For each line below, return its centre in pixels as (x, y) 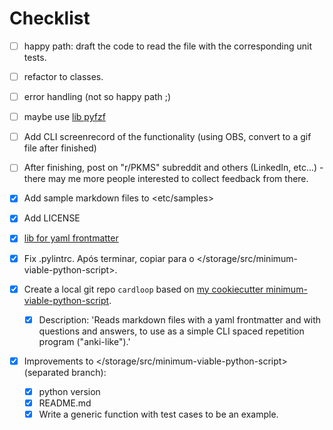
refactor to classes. (63, 76)
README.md (65, 403)
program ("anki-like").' (84, 341)
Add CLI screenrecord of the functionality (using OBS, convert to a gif (167, 137)
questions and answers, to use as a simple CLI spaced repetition (171, 331)
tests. (35, 57)
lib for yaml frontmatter (71, 238)
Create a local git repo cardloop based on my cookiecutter (143, 289)
